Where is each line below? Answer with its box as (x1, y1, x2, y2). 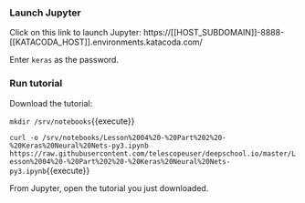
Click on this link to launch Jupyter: (9, 27, 142, 38)
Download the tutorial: (9, 97, 93, 108)
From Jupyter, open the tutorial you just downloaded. (9, 182, 209, 193)
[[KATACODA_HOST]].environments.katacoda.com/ (9, 36, 203, 47)
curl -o (9, 133, 39, 142)
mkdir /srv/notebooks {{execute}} (9, 116, 135, 127)
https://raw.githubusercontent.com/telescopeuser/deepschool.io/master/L (9, 148, 297, 158)
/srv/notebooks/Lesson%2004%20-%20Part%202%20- (42, 133, 226, 142)
